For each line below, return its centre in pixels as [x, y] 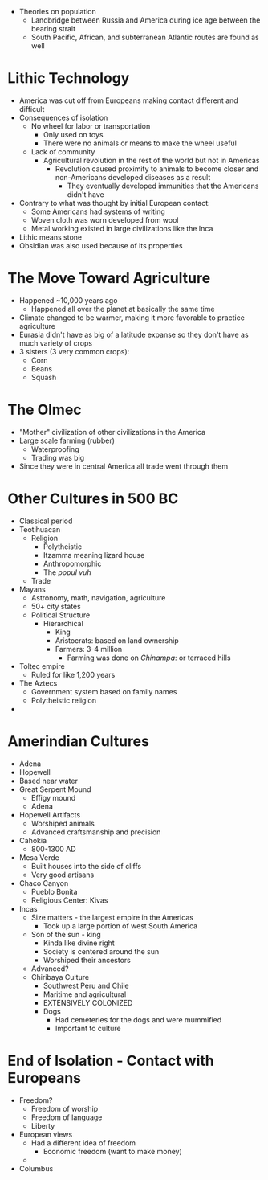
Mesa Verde [39, 857]
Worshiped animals [63, 823]
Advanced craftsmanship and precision [96, 832]
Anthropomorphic [72, 563]
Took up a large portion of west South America [120, 926]
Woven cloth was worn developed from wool [105, 219]
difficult [32, 109]
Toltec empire [42, 666]
